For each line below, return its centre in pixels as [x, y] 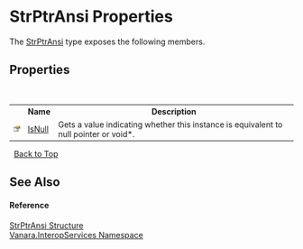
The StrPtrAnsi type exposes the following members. [107, 41]
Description [174, 112]
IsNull [38, 129]
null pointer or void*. [96, 134]
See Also [35, 182]
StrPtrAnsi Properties [91, 17]
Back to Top [36, 154]
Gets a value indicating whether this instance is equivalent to [170, 124]
